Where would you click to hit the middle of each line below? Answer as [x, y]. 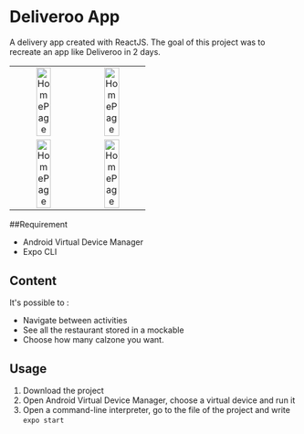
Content [33, 281]
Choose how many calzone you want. [93, 340]
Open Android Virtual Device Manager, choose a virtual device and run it [159, 400]
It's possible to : [40, 302]
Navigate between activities [75, 321]
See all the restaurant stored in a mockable [103, 330]
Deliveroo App [65, 17]
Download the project [63, 391]
